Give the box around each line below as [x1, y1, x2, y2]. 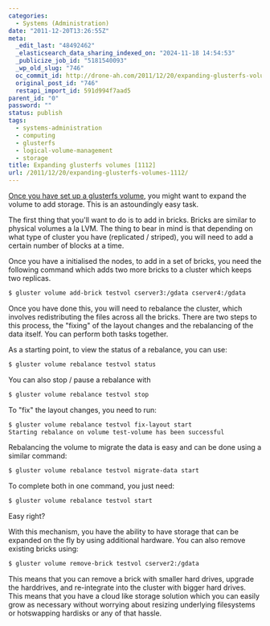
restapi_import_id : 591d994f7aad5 [15, 86, 131, 95]
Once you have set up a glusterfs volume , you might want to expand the [8, 191, 247, 200]
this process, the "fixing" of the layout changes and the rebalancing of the [8, 320, 254, 330]
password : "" [8, 101, 52, 109]
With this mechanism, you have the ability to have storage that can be [8, 527, 239, 537]
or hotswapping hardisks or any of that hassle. [8, 608, 162, 618]
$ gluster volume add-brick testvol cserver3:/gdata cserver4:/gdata [8, 289, 247, 297]
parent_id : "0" [8, 94, 59, 102]
